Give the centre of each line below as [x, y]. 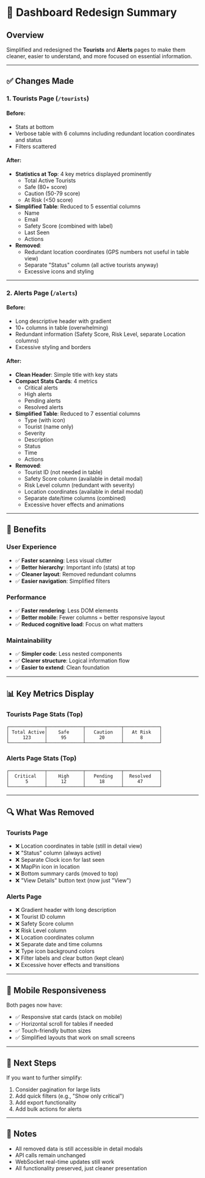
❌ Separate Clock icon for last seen [60, 860]
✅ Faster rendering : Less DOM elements [67, 610]
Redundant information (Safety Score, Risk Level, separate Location [100, 334]
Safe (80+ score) [46, 187]
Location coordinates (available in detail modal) [84, 492]
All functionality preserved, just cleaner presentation [81, 1168]
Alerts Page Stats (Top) [41, 758]
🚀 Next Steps [31, 1063]
